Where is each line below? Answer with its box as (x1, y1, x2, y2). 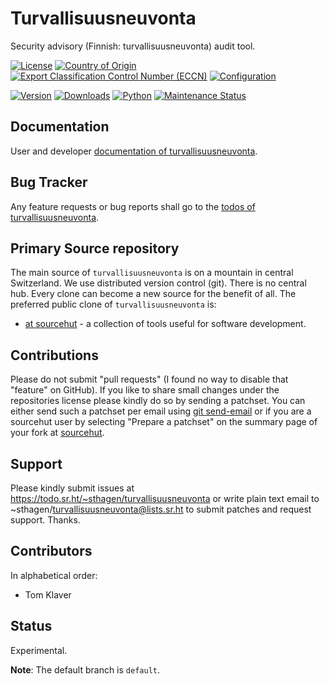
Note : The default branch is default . (10, 663, 161, 676)
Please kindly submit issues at (10, 482, 135, 494)
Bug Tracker (10, 174, 88, 191)
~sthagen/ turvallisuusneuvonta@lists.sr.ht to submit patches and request (10, 503, 312, 515)
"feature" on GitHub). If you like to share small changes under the (10, 384, 280, 396)
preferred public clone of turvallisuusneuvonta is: (10, 298, 217, 311)
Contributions (10, 347, 99, 364)
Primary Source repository (10, 240, 180, 257)
